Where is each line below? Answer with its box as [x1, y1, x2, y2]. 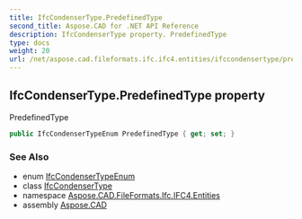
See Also [9, 150, 49, 162]
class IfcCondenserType [22, 180, 112, 191]
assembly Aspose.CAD [22, 199, 108, 210]
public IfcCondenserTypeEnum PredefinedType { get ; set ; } [9, 129, 235, 138]
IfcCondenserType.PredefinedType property [9, 88, 265, 103]
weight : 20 [9, 47, 50, 56]
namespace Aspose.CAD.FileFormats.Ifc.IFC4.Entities [22, 189, 220, 200]
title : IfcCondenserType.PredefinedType [9, 13, 164, 22]
